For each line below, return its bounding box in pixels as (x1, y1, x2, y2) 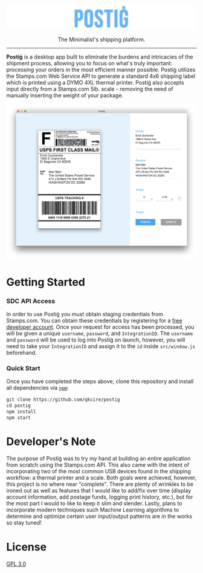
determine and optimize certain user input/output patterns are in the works (6, 513, 192, 520)
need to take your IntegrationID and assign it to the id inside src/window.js (6, 342, 195, 349)
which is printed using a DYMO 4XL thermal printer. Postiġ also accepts (6, 79, 184, 86)
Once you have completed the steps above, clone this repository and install (6, 378, 194, 385)
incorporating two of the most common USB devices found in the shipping (6, 468, 192, 475)
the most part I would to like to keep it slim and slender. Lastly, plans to (6, 500, 182, 507)
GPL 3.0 (6, 560, 27, 568)
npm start (6, 415, 31, 421)
